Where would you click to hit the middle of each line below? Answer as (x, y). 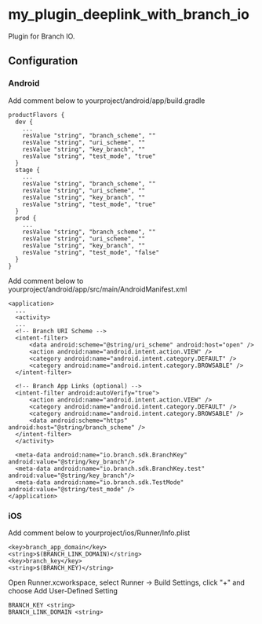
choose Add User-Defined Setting (63, 590)
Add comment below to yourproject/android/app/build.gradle (107, 101)
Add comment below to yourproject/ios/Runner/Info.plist (99, 533)
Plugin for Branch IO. (42, 36)
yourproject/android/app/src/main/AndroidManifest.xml (98, 289)
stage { (28, 170)
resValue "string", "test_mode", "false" (91, 252)
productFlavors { (36, 115)
